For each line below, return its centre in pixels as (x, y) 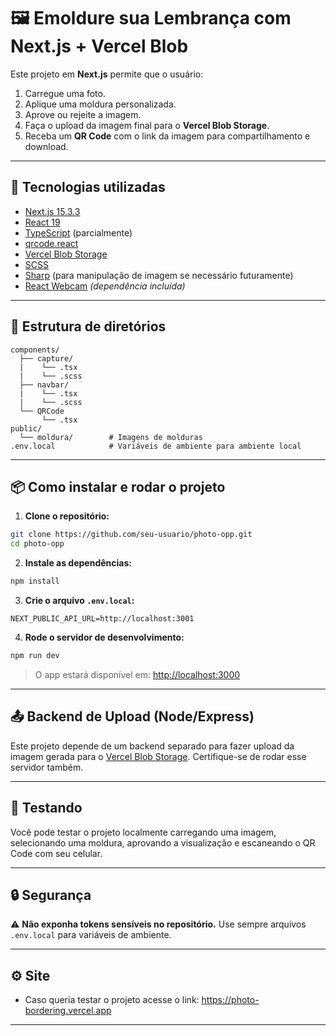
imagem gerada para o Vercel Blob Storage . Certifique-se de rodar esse (158, 756)
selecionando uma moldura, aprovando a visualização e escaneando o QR (163, 842)
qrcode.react (51, 243)
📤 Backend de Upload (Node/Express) (132, 716)
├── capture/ (46, 358)
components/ (35, 350)
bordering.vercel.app (68, 1011)
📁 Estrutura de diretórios (88, 326)
